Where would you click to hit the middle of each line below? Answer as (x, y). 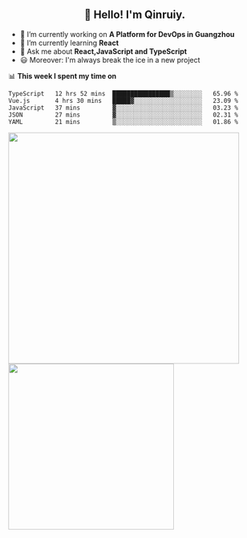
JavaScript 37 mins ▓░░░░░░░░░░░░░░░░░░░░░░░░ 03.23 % (123, 108)
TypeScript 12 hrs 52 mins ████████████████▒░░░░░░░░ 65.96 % (123, 93)
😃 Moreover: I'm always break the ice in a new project (110, 60)
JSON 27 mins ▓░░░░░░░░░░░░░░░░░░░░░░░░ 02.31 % (123, 115)
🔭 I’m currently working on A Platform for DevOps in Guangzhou (127, 34)
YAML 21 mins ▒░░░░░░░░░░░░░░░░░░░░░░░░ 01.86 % (123, 121)
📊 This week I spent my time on (63, 76)
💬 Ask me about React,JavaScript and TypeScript (103, 51)
